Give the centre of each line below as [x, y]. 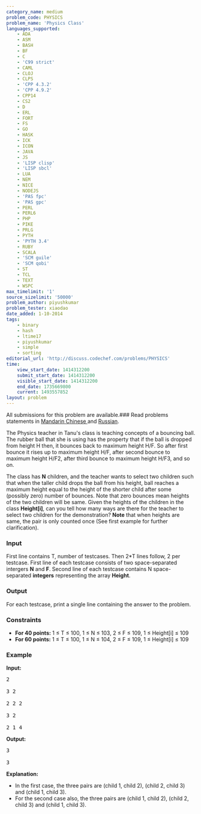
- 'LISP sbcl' [34, 168]
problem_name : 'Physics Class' [45, 23]
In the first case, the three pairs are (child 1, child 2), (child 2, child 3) [100, 786]
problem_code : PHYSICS [34, 17]
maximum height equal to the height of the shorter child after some [89, 489]
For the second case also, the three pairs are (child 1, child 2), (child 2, [102, 798]
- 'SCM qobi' [33, 264]
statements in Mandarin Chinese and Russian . [63, 421]
